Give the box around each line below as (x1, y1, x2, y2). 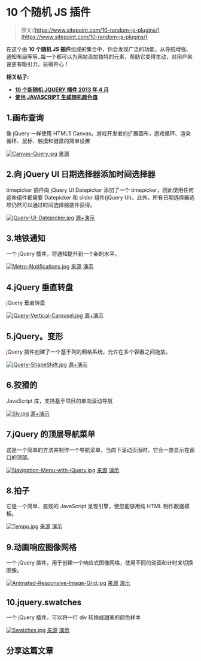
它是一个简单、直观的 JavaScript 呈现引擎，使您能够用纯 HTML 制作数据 (6, 503, 184, 510)
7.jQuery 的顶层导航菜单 (6, 429, 96, 439)
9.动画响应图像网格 (6, 542, 77, 552)
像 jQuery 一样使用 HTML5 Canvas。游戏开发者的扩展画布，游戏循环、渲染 (6, 129, 191, 137)
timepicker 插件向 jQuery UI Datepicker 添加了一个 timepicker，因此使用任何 (6, 186, 194, 194)
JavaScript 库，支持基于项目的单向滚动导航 (6, 397, 113, 405)
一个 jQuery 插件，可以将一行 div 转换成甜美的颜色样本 (6, 614, 141, 621)
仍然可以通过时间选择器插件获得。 (11, 201, 96, 209)
